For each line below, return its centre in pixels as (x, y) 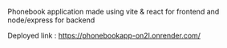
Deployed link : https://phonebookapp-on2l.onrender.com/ (104, 36)
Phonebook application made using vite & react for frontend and (113, 12)
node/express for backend (51, 20)
